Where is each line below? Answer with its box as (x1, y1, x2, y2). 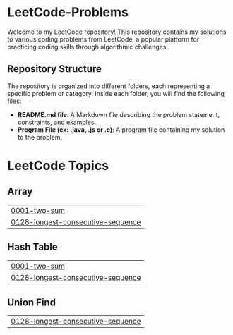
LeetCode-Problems (7, 4, 129, 20)
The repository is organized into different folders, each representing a (7, 82, 210, 90)
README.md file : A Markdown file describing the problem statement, (17, 110, 220, 118)
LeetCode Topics (7, 157, 109, 173)
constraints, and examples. (17, 118, 97, 126)
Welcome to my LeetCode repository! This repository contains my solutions (7, 28, 227, 36)
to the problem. (17, 133, 62, 141)
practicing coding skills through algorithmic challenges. (7, 42, 168, 51)
